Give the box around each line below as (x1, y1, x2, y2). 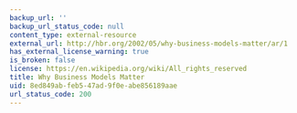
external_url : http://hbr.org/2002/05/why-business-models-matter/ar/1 (9, 38, 288, 48)
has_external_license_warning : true (9, 47, 149, 56)
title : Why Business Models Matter (9, 73, 145, 82)
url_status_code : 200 (9, 89, 92, 98)
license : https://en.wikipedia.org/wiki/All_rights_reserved (9, 65, 248, 74)
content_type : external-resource (9, 30, 137, 39)
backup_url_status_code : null (9, 22, 125, 31)
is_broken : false (9, 56, 76, 65)
